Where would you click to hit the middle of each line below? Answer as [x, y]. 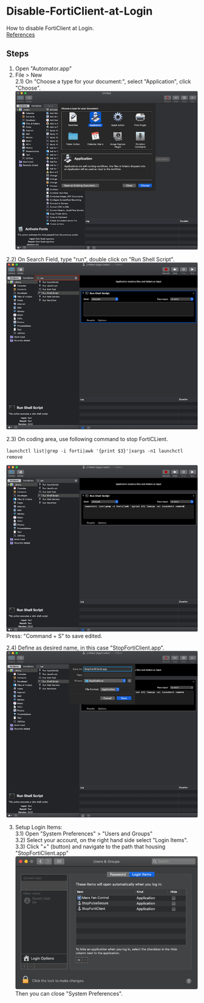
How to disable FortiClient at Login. [50, 28]
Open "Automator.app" [43, 68]
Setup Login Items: [39, 827]
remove [15, 457]
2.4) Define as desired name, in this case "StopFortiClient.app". [86, 648]
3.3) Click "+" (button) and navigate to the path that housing [90, 846]
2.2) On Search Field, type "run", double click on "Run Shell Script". [90, 260]
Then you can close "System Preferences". [69, 994]
